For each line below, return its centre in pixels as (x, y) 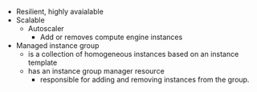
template (43, 62)
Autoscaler (46, 28)
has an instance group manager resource (96, 71)
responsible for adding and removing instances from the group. (145, 80)
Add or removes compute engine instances (111, 37)
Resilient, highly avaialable (60, 12)
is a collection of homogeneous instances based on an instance (133, 54)
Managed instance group (57, 46)
